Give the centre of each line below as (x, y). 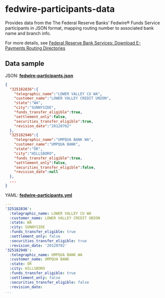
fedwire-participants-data (60, 9)
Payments (15, 48)
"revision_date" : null (36, 172)
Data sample (25, 64)
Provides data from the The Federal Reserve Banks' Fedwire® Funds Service (82, 23)
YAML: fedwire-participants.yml (39, 195)
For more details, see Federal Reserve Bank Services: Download (70, 43)
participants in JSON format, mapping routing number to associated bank (80, 28)
